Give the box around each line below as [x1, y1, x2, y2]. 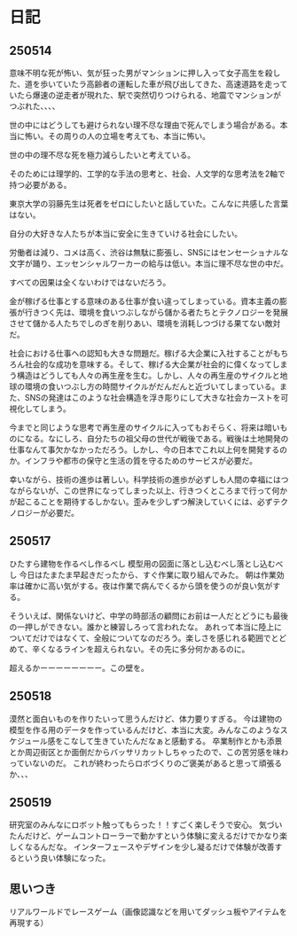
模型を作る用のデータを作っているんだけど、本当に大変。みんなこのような [9, 724, 281, 735]
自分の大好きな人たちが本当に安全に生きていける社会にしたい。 [9, 229, 242, 238]
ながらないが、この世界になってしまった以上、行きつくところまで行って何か [9, 486, 288, 495]
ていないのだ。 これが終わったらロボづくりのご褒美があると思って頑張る [16, 758, 283, 768]
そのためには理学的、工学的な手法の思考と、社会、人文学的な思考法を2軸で [9, 168, 285, 179]
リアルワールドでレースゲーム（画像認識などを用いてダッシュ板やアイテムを [9, 907, 287, 917]
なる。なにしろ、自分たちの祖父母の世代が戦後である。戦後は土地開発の [24, 433, 289, 443]
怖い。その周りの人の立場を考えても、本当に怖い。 [24, 131, 211, 141]
